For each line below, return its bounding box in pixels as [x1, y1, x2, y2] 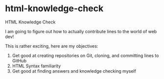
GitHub [12, 58, 27, 63]
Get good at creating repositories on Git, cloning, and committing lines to [12, 52, 159, 59]
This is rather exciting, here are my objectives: [5, 43, 98, 49]
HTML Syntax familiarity [12, 63, 61, 69]
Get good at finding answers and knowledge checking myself [12, 68, 136, 74]
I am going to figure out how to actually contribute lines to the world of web [5, 28, 157, 34]
